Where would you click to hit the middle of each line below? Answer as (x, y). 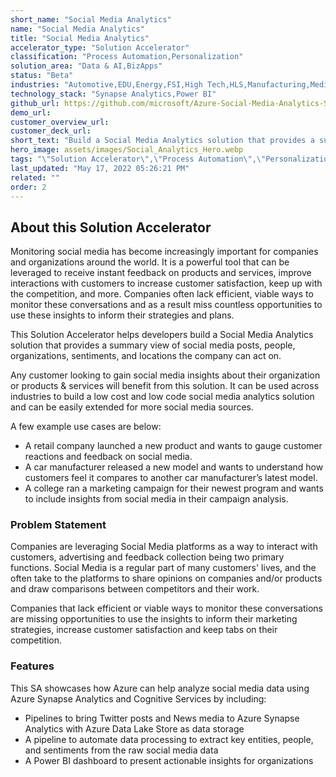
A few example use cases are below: (86, 427)
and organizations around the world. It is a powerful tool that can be (150, 262)
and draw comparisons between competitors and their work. (135, 589)
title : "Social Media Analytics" (80, 38)
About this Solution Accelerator (111, 227)
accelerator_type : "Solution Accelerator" (100, 47)
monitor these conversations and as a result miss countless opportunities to (166, 305)
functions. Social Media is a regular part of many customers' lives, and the (163, 568)
